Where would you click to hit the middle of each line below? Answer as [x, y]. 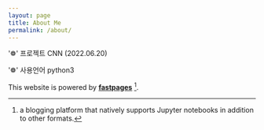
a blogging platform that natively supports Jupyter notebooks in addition [136, 110]
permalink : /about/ [40, 30]
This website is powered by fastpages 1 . [73, 87]
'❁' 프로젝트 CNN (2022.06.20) [58, 54]
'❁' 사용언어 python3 [41, 70]
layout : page [29, 15]
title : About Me [35, 23]
